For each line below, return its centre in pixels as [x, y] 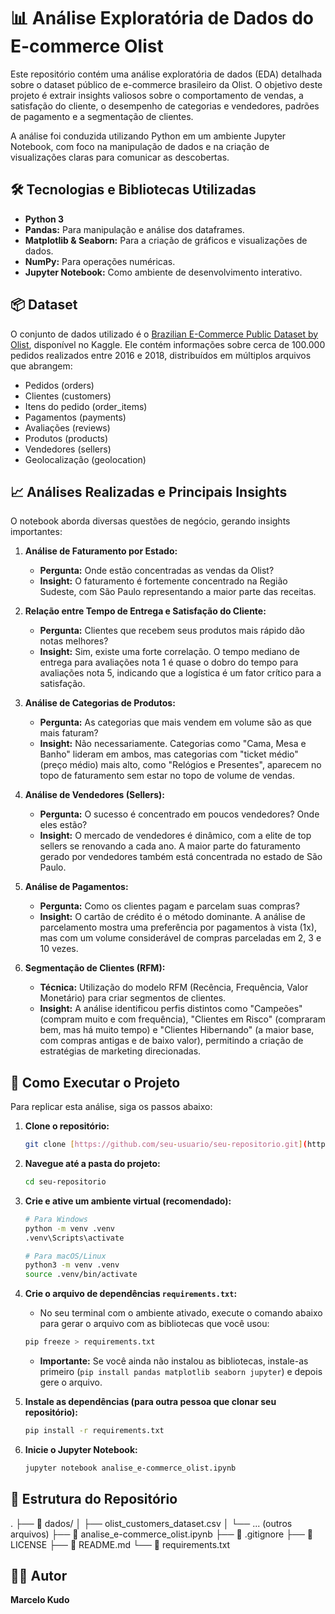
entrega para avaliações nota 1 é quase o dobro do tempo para [169, 662]
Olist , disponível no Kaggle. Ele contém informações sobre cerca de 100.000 [168, 344]
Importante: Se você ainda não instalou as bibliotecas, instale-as [174, 1361]
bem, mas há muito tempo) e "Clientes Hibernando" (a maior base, [177, 1030]
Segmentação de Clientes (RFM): [95, 968]
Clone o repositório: [67, 1126]
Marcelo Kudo [40, 1600]
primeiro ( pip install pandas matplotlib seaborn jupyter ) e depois [181, 1372]
